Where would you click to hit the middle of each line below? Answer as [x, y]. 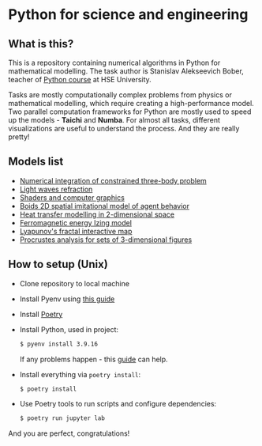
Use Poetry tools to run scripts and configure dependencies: [118, 404]
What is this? [41, 44]
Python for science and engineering [128, 15]
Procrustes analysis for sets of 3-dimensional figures [106, 240]
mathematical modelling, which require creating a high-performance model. [131, 103]
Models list [36, 162]
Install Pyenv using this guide [67, 299]
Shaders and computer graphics [72, 197]
